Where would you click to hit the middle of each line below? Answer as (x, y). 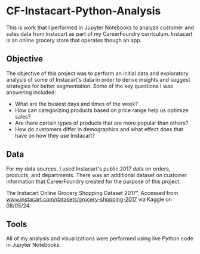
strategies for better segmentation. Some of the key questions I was (90, 86)
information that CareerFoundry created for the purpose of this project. (93, 181)
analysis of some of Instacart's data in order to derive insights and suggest (98, 79)
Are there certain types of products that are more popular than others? (101, 123)
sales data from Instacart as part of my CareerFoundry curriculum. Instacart (99, 33)
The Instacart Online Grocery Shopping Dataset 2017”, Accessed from (92, 193)
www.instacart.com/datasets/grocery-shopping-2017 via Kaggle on (89, 199)
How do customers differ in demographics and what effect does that (99, 129)
